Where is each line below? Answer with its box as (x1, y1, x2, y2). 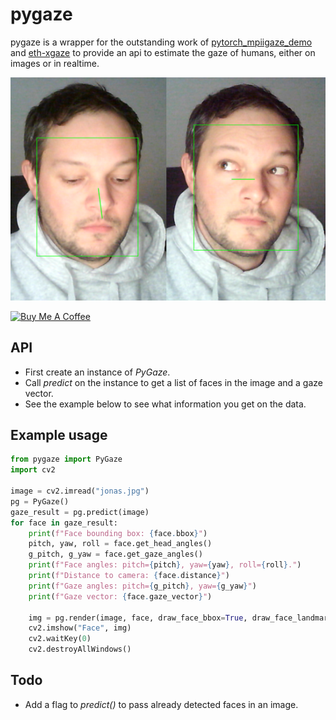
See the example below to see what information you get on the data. (24, 398, 307, 410)
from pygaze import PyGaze (10, 454, 123, 465)
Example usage (10, 426, 108, 443)
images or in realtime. (10, 57, 100, 69)
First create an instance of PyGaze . (24, 366, 171, 378)
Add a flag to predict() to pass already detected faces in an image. (24, 698, 299, 710)
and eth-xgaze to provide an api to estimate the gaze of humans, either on (10, 46, 316, 58)
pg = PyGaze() (10, 496, 70, 507)
